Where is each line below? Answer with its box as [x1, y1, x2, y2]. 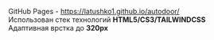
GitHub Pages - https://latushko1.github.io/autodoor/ [8, 7, 180, 16]
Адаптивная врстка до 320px [8, 24, 109, 32]
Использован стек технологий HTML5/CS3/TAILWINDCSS [8, 15, 206, 24]
